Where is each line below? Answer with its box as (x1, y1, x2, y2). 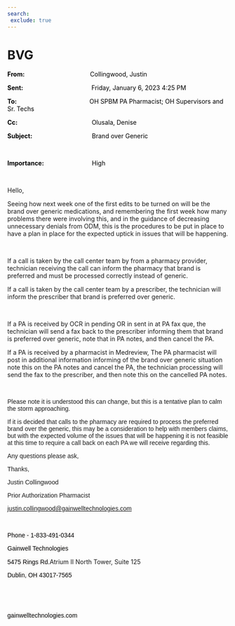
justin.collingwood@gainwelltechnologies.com (7, 505, 132, 512)
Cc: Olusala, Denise (7, 118, 137, 127)
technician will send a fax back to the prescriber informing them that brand (7, 327, 223, 336)
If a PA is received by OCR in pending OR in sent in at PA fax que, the (7, 320, 206, 328)
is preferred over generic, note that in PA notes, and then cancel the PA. (7, 334, 215, 343)
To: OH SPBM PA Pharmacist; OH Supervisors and (7, 97, 224, 106)
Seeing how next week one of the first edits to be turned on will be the (7, 200, 210, 208)
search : (7, 10, 30, 18)
